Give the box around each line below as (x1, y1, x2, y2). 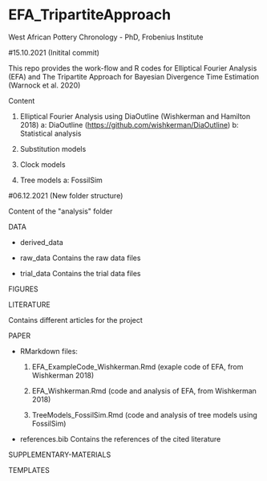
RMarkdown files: (19, 346, 79, 356)
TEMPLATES (8, 465, 50, 475)
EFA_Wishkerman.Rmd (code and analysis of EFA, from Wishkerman (31, 385, 257, 395)
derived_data (19, 237, 63, 247)
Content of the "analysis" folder (8, 206, 113, 216)
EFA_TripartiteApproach (8, 6, 171, 24)
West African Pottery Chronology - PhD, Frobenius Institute (8, 32, 204, 42)
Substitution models (19, 144, 87, 153)
